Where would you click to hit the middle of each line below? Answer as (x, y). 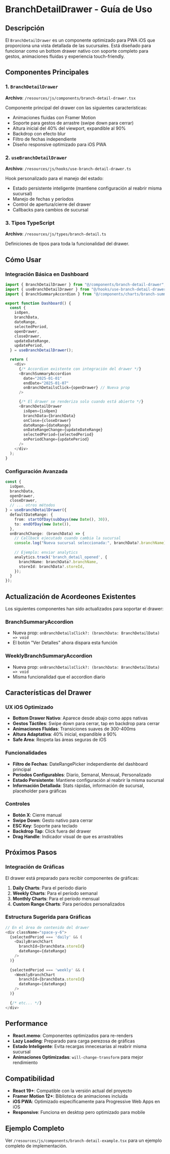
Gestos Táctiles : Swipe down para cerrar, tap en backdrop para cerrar (86, 724)
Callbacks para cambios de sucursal (50, 209)
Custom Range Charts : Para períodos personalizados (69, 904)
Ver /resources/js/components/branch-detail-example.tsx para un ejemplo (83, 1140)
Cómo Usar (23, 260)
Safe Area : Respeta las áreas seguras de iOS (59, 740)
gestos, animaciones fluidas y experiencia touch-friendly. (65, 56)
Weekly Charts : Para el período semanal (55, 893)
